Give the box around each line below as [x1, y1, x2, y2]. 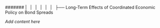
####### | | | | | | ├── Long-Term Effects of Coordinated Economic [5, 5, 156, 10]
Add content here [5, 19, 40, 24]
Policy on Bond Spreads [5, 9, 54, 15]
